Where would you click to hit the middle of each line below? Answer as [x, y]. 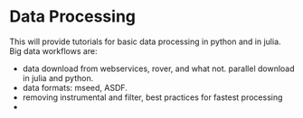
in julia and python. [58, 77]
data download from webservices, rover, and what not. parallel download [159, 68]
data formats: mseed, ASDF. [75, 87]
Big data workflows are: [53, 50]
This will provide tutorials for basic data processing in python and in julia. [146, 41]
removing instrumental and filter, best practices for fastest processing [152, 97]
